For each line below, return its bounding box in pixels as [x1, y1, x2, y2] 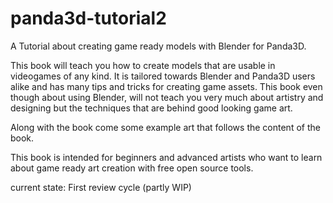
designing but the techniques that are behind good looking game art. [10, 102, 293, 114]
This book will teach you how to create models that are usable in [10, 59, 276, 71]
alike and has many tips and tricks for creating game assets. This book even [10, 80, 323, 92]
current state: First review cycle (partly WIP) [10, 181, 192, 193]
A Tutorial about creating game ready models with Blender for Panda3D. [10, 40, 307, 52]
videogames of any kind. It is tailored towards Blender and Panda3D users [10, 70, 316, 82]
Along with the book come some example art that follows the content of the [10, 121, 321, 133]
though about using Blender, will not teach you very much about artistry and [10, 91, 324, 103]
